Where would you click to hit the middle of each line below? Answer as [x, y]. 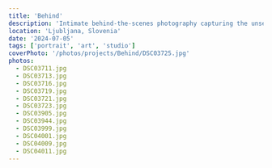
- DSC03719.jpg [41, 91]
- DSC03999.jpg [41, 128]
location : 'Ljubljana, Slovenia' [65, 31]
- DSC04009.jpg [41, 143]
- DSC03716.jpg [41, 83]
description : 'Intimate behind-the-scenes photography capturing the [128, 23]
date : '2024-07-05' [41, 38]
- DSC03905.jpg [41, 114]
